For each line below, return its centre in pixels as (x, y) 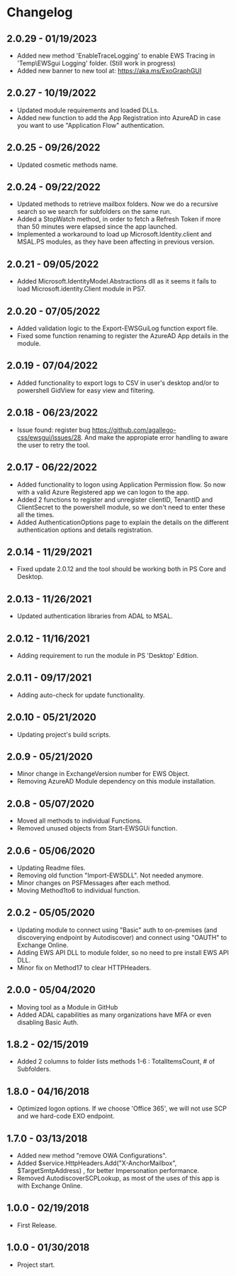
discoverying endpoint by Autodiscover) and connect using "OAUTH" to (122, 937)
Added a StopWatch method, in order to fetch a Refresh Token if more (119, 219)
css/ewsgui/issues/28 (49, 437)
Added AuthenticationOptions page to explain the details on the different (123, 522)
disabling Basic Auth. (47, 1022)
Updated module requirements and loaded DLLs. (88, 110)
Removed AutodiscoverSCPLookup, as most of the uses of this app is (118, 1178)
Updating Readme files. (51, 868)
